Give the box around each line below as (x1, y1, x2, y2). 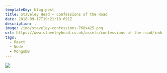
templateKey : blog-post (5, 7, 55, 12)
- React (9, 40, 26, 45)
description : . (5, 21, 37, 26)
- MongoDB (9, 49, 30, 54)
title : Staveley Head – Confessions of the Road (5, 12, 108, 17)
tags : (5, 35, 16, 40)
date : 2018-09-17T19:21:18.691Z (5, 16, 72, 21)
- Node (9, 44, 23, 49)
